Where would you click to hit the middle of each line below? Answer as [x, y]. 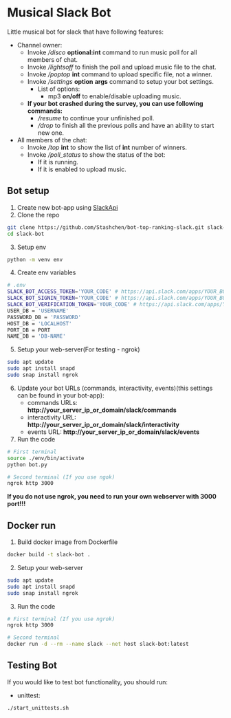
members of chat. [52, 59]
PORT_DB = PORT [29, 330]
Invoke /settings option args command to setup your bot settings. [121, 81]
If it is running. [58, 162]
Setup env [32, 247]
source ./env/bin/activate [46, 458]
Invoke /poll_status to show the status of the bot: [96, 154]
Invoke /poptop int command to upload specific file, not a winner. [120, 74]
